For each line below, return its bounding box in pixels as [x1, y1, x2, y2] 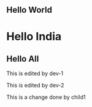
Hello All [6, 53, 39, 64]
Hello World [6, 5, 52, 15]
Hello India [6, 29, 62, 43]
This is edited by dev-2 [6, 82, 64, 89]
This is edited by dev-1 [6, 70, 64, 77]
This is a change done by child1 [6, 94, 86, 101]
